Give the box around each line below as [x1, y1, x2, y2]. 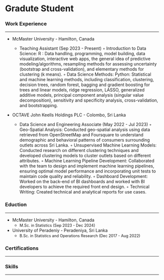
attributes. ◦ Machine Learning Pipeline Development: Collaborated [19, 158, 155, 164]
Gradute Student [5, 3, 74, 14]
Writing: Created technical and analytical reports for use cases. [19, 189, 146, 195]
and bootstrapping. [19, 103, 58, 108]
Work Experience [5, 21, 47, 27]
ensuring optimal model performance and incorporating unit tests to [19, 168, 156, 174]
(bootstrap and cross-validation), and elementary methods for [19, 66, 144, 72]
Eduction [5, 201, 27, 208]
